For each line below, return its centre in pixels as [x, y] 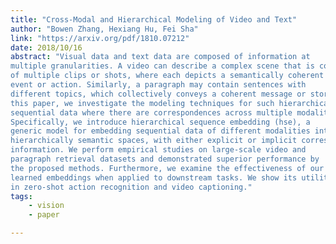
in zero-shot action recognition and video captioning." [131, 187]
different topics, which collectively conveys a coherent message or [158, 94]
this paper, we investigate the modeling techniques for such [142, 103]
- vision [46, 206]
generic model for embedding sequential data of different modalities [160, 131]
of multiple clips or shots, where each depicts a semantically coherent [167, 76]
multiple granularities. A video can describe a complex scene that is [162, 66]
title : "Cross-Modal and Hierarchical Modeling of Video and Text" [154, 19]
